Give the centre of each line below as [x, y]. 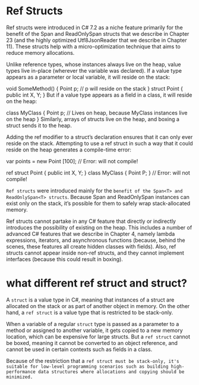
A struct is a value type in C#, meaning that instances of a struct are [90, 300]
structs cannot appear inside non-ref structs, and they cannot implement [95, 253]
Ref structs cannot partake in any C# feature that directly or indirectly [91, 221]
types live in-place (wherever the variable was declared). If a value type [94, 70]
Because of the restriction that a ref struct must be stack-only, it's [93, 361]
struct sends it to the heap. [39, 125]
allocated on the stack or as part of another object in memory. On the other [98, 306]
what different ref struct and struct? [97, 283]
